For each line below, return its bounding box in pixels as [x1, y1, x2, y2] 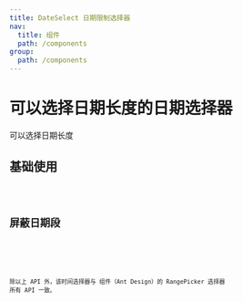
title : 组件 [17, 30, 61, 39]
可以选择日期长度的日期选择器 [9, 98, 234, 119]
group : [9, 47, 35, 57]
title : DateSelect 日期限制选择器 [9, 13, 131, 23]
